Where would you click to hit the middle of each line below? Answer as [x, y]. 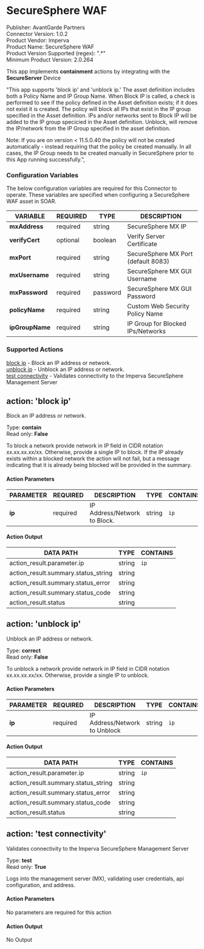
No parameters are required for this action [59, 912]
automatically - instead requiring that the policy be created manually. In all [99, 146]
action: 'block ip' [39, 401]
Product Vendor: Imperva [38, 40]
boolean [105, 240]
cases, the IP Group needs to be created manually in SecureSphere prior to [100, 153]
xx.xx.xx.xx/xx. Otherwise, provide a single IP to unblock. [78, 675]
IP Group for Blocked [157, 324]
